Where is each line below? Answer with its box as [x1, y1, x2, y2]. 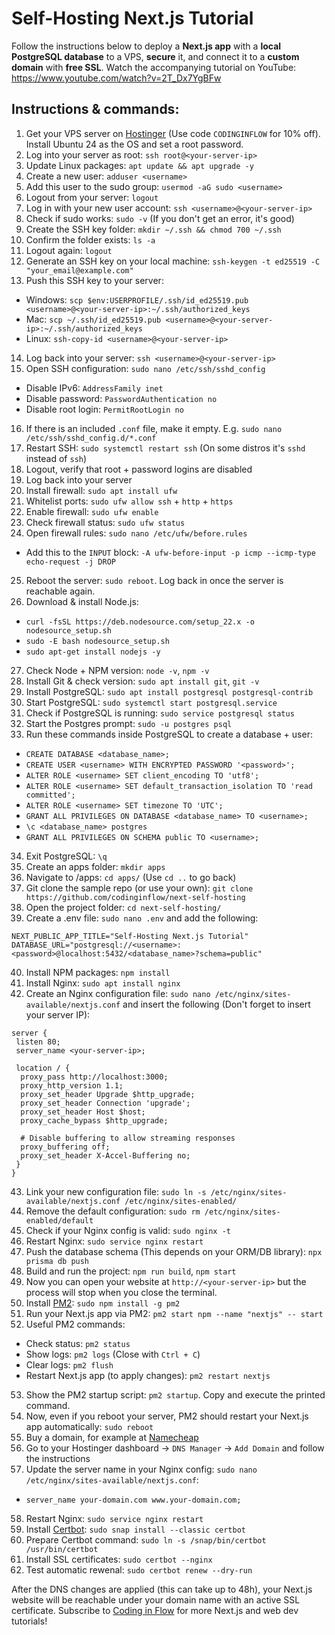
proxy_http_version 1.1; [20, 1080, 124, 1091]
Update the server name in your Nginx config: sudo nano [25, 1463, 258, 1475]
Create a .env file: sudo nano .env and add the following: [25, 912, 259, 924]
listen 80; [15, 1037, 61, 1047]
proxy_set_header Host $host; [20, 1107, 146, 1117]
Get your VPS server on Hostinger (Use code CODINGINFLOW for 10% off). [25, 127, 321, 139]
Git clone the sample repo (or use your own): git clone [25, 882, 254, 894]
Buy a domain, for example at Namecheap [25, 1431, 199, 1443]
